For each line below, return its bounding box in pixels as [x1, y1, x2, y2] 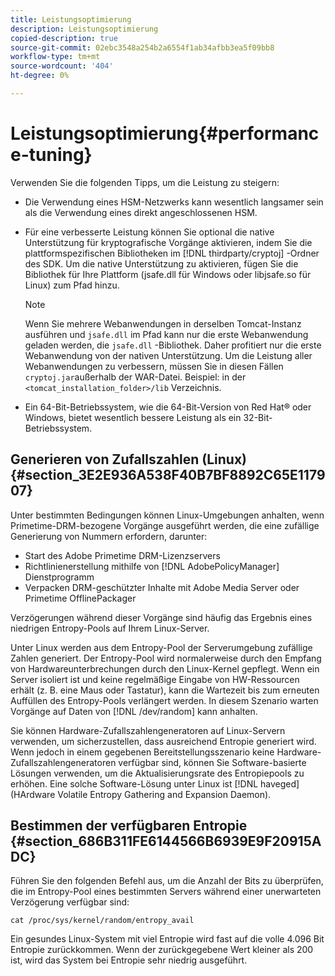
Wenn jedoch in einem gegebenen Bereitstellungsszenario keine [10, 746, 275, 758]
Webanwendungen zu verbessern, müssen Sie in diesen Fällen [24, 360, 284, 372]
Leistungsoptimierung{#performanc [10, 122, 320, 145]
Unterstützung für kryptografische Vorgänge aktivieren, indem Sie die [24, 236, 313, 248]
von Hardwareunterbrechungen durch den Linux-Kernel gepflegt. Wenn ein [10, 662, 320, 675]
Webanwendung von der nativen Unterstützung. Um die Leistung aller [24, 349, 313, 361]
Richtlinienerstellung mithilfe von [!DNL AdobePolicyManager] [24, 560, 280, 572]
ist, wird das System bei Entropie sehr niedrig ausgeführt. [10, 954, 248, 966]
